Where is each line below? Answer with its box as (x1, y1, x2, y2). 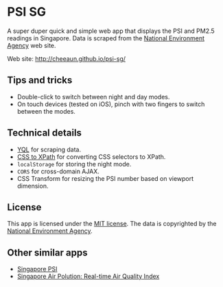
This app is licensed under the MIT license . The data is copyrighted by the (7, 220, 218, 228)
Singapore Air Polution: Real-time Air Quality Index (16, 272, 160, 281)
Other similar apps (7, 247, 88, 258)
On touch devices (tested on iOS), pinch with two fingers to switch (16, 100, 205, 108)
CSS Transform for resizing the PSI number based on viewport (16, 174, 194, 182)
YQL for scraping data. (16, 145, 82, 153)
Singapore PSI (16, 265, 58, 273)
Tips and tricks (7, 75, 73, 86)
